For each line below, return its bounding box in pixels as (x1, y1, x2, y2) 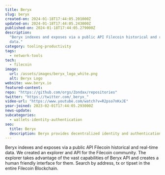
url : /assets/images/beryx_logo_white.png (9, 71, 98, 76)
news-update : (5, 108, 32, 113)
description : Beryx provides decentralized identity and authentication (9, 131, 162, 136)
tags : (5, 48, 16, 53)
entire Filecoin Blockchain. (5, 166, 58, 172)
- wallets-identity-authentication (9, 117, 82, 122)
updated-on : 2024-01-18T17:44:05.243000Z (5, 21, 91, 26)
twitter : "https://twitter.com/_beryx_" (5, 94, 89, 99)
